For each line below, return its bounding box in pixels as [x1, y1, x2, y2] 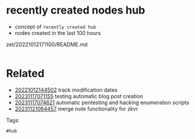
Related [6, 67, 44, 80]
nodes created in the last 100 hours [14, 29, 101, 36]
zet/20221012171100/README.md [6, 41, 88, 48]
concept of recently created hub [14, 23, 97, 30]
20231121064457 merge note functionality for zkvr [14, 105, 138, 112]
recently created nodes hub [6, 4, 145, 17]
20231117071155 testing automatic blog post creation [14, 92, 143, 99]
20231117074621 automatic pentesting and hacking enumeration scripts [14, 99, 190, 106]
